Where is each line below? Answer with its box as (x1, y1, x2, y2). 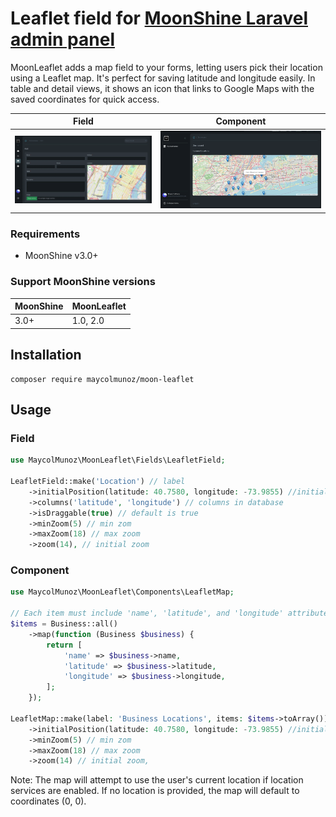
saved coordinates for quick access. (10, 93, 160, 105)
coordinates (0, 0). (10, 795, 87, 807)
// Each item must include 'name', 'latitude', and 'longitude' (10, 608, 284, 619)
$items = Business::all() (10, 619, 118, 629)
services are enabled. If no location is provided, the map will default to (10, 785, 300, 797)
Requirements (10, 227, 81, 241)
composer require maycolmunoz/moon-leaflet (10, 374, 195, 384)
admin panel (10, 28, 115, 51)
